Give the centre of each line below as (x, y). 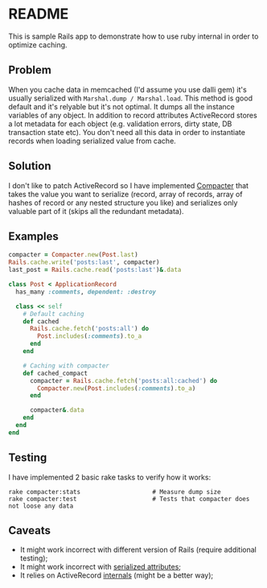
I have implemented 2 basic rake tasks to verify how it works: (110, 477)
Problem (30, 70)
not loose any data (41, 506)
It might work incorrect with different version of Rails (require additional (138, 550)
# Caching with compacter (66, 366)
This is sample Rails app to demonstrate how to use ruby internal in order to (133, 36)
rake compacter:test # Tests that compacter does (129, 499)
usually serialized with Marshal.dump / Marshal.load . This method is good (131, 98)
